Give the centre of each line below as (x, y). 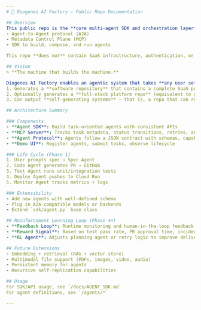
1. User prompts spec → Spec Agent (51, 160)
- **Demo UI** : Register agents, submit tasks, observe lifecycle (91, 144)
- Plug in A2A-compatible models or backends (64, 204)
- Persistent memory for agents (46, 265)
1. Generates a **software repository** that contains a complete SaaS (97, 88)
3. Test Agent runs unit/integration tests (61, 171)
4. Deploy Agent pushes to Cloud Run (53, 177)
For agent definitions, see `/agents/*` (57, 292)
